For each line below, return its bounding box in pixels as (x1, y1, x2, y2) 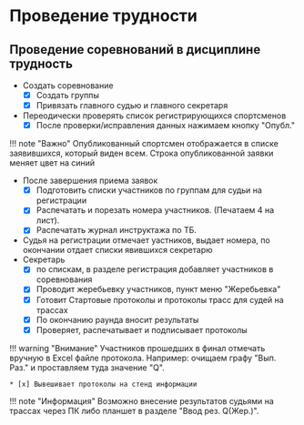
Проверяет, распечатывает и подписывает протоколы (35, 324, 248, 335)
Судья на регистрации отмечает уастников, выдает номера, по (22, 235, 270, 246)
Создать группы (35, 90, 100, 100)
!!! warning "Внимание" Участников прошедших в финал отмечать (9, 342, 266, 353)
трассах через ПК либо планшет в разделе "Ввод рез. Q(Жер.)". (9, 405, 259, 416)
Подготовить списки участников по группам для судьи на (35, 185, 262, 196)
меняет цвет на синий (9, 157, 96, 168)
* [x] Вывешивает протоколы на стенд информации (9, 379, 198, 389)
